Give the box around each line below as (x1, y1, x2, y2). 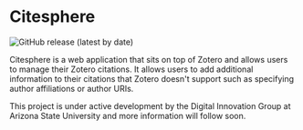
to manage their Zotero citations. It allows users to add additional (9, 64, 254, 75)
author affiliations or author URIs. (9, 83, 134, 94)
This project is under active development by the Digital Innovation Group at (9, 100, 291, 111)
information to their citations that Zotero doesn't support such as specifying (9, 73, 295, 84)
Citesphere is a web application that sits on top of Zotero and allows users (9, 54, 288, 65)
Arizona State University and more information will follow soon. (9, 110, 246, 121)
